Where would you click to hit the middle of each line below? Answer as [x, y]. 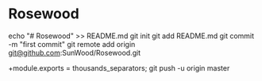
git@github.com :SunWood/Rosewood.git [75, 52]
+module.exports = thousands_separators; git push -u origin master [119, 67]
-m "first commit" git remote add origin [72, 44]
